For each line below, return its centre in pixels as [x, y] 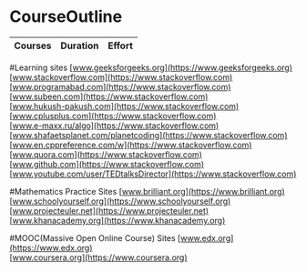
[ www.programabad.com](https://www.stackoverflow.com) [120, 86]
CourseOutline [66, 17]
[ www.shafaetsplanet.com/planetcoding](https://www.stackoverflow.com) [148, 135]
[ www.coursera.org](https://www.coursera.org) [99, 257]
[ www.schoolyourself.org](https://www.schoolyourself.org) [120, 201]
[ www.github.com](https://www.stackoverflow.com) [107, 164]
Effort [121, 45]
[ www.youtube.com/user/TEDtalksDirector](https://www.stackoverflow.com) [153, 174]
